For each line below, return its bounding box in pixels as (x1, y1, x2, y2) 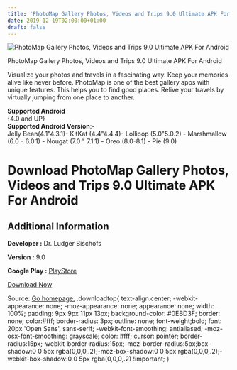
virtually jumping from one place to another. (7, 93, 136, 102)
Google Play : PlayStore (7, 267, 77, 276)
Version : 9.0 (7, 253, 46, 261)
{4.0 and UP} (7, 114, 45, 123)
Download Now (7, 281, 53, 289)
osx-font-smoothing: (7, 332, 68, 341)
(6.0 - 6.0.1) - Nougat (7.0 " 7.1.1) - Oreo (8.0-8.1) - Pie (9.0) (7, 137, 177, 146)
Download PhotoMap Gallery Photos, (7, 162, 229, 178)
